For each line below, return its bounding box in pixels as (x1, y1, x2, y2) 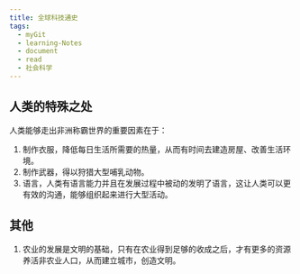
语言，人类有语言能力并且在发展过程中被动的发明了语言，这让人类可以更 (22, 178, 291, 188)
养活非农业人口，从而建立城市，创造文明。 (22, 254, 181, 266)
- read (17, 55, 42, 64)
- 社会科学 (17, 64, 53, 73)
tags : (9, 22, 30, 31)
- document (17, 47, 59, 56)
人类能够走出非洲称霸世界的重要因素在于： (9, 124, 168, 135)
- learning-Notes (17, 38, 83, 48)
